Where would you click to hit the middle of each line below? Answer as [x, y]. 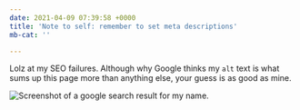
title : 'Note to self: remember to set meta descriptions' [124, 26]
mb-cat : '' [30, 35]
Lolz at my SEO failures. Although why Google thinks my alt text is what [145, 68]
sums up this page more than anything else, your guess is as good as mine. [151, 78]
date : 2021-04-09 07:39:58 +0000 [73, 18]
